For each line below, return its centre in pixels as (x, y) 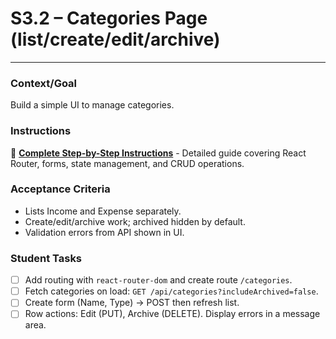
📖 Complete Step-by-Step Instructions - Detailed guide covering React (158, 153)
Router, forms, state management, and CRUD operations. (127, 163)
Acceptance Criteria (60, 189)
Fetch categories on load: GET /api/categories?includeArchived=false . (171, 291)
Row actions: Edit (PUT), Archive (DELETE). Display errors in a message (172, 314)
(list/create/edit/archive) (115, 39)
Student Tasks (46, 258)
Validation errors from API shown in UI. (104, 232)
